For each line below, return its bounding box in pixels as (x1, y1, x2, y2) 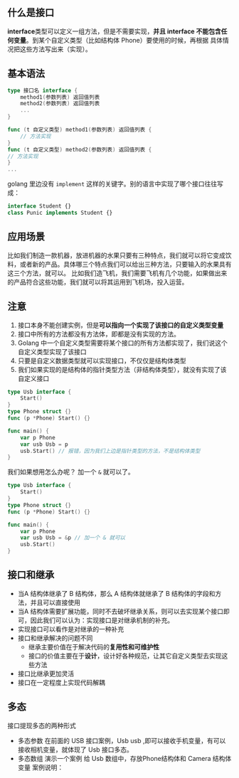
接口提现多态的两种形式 (7, 721, 76, 730)
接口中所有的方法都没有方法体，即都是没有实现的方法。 (17, 329, 180, 338)
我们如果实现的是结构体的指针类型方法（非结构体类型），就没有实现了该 (17, 365, 227, 373)
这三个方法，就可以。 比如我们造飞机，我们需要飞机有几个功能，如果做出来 (7, 269, 228, 277)
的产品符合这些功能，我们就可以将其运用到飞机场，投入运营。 (7, 277, 188, 286)
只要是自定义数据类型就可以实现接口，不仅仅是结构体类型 (17, 356, 186, 365)
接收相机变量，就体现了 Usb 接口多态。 (17, 745, 134, 754)
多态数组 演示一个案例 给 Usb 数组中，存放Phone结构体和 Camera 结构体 (17, 754, 232, 762)
